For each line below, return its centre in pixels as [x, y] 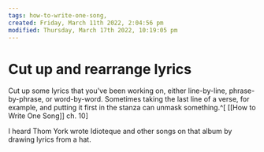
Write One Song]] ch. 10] [48, 116]
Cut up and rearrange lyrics [100, 69]
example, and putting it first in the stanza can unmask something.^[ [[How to [132, 108]
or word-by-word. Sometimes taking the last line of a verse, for [147, 99]
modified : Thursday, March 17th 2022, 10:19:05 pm [93, 30]
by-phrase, [26, 99]
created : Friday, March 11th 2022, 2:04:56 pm [86, 23]
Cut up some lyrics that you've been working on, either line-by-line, [118, 91]
